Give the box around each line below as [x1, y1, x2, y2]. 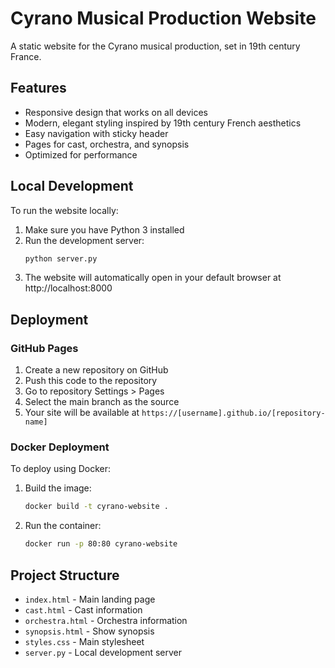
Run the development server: [24, 234, 145, 246]
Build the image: [24, 482, 92, 494]
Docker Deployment [10, 440, 110, 454]
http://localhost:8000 [24, 282, 113, 294]
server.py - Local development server [24, 646, 183, 658]
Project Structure [10, 567, 120, 584]
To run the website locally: [10, 204, 119, 216]
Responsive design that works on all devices [24, 106, 208, 118]
